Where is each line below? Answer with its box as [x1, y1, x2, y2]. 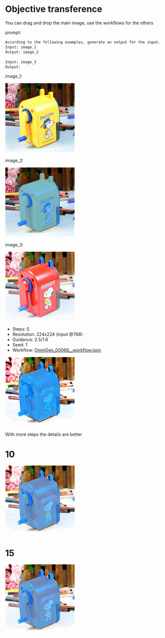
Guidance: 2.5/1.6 [12, 336, 49, 343]
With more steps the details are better [5, 431, 83, 437]
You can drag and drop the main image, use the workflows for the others [5, 20, 154, 26]
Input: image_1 [5, 45, 37, 50]
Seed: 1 [12, 342, 28, 348]
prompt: [5, 29, 21, 35]
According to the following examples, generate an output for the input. [5, 40, 161, 45]
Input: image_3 [5, 59, 37, 64]
